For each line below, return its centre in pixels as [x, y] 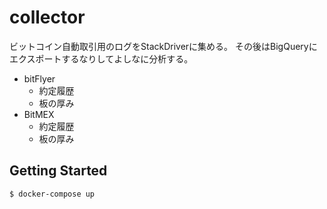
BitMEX [39, 114]
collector [47, 17]
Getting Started [58, 171]
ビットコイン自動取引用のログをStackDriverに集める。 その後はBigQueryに [163, 46]
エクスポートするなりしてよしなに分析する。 [101, 58]
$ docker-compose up [52, 194]
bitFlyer [39, 78]
